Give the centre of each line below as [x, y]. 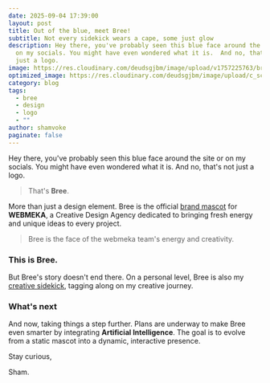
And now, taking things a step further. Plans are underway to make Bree [127, 324]
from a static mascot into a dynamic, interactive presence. [104, 341]
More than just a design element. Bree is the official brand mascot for [123, 206]
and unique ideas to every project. [65, 223]
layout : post [30, 23]
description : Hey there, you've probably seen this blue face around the [135, 46]
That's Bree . [49, 190]
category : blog [34, 83]
